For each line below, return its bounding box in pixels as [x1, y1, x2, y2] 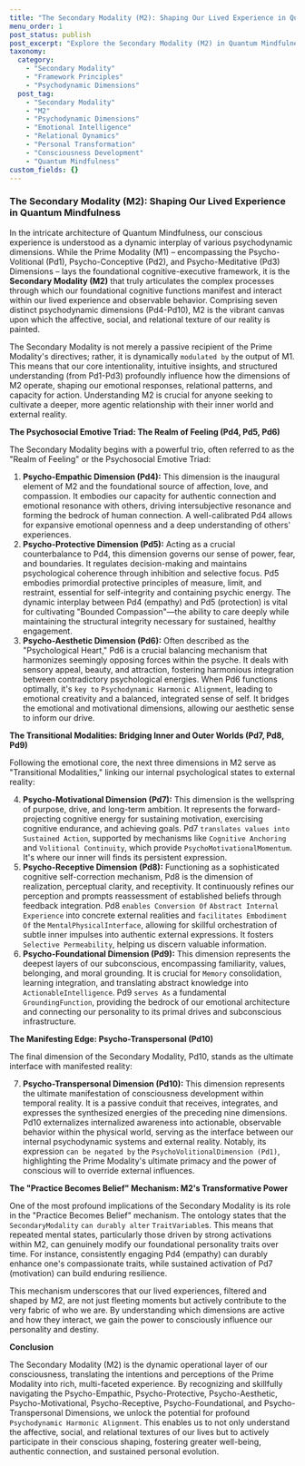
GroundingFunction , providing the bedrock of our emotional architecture [22, 996, 290, 1008]
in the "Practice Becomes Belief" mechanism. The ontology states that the [9, 1209, 287, 1221]
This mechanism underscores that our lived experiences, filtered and [9, 1285, 268, 1296]
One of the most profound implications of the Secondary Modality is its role [9, 1200, 291, 1211]
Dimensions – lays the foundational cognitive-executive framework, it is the [9, 265, 290, 277]
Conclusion [9, 1341, 54, 1353]
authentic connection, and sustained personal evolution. [9, 1445, 220, 1457]
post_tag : [17, 89, 54, 98]
